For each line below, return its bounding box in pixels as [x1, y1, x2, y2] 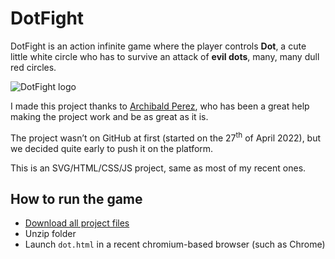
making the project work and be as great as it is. [10, 110, 209, 122]
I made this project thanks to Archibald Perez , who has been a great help [10, 100, 310, 112]
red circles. [10, 61, 57, 73]
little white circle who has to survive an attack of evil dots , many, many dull [10, 50, 320, 62]
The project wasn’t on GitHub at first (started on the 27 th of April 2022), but [10, 130, 322, 144]
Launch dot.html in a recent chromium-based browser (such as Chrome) [24, 238, 326, 251]
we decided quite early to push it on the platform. [10, 142, 214, 154]
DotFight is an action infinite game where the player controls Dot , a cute [10, 40, 307, 52]
